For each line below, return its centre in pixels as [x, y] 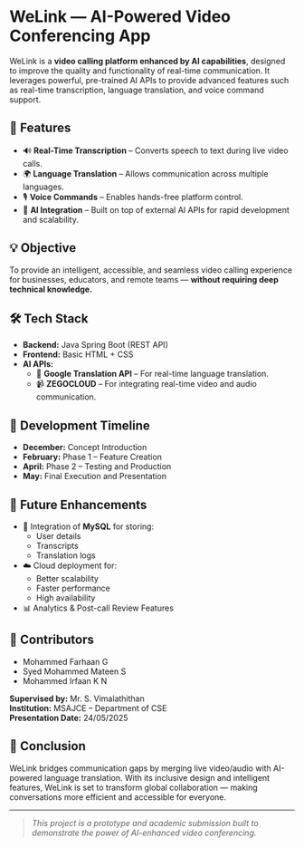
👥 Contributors [52, 640]
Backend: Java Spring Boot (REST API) [95, 345]
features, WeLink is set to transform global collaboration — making [133, 787]
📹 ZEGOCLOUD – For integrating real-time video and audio [147, 384]
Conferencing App [80, 36]
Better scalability [67, 578]
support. [25, 99]
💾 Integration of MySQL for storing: [88, 526]
